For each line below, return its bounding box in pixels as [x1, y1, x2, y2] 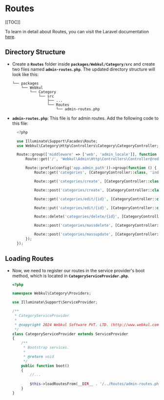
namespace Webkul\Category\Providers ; [12, 291, 91, 296]
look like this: [12, 71, 39, 77]
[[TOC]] [5, 19, 20, 25]
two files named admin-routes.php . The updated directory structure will [12, 66, 155, 72]
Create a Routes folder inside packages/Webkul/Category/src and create [12, 61, 155, 67]
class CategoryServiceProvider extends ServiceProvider [12, 331, 128, 336]
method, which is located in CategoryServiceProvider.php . [12, 273, 129, 279]
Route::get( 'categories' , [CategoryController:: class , [34, 170, 148, 175]
